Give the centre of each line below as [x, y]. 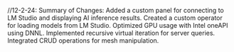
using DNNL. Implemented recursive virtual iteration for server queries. [111, 33]
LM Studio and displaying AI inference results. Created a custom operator [115, 18]
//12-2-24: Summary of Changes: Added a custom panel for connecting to [116, 10]
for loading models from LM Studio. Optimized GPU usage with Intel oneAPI [118, 25]
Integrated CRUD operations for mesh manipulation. [83, 41]
